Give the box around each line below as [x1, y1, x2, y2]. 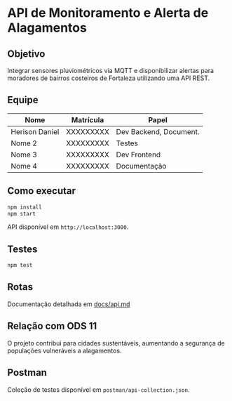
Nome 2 [11, 138, 37, 148]
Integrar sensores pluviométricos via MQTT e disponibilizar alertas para [7, 67, 214, 74]
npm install [7, 204, 42, 211]
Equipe [7, 94, 39, 106]
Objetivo [7, 48, 46, 60]
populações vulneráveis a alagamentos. [7, 346, 122, 355]
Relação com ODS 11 [7, 320, 97, 332]
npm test [7, 262, 33, 269]
